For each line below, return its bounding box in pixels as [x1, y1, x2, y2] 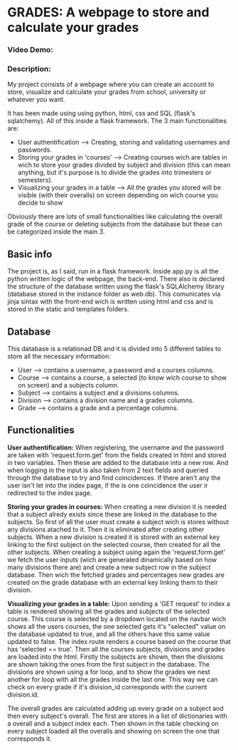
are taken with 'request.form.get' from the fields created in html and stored [7, 450, 227, 459]
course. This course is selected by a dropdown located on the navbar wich [7, 614, 226, 623]
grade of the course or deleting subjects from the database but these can [7, 220, 222, 229]
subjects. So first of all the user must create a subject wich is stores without [7, 517, 229, 526]
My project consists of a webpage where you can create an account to [7, 80, 215, 89]
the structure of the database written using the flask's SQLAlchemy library [7, 282, 225, 291]
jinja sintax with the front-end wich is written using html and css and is [7, 297, 214, 306]
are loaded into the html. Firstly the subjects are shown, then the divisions [7, 652, 224, 661]
